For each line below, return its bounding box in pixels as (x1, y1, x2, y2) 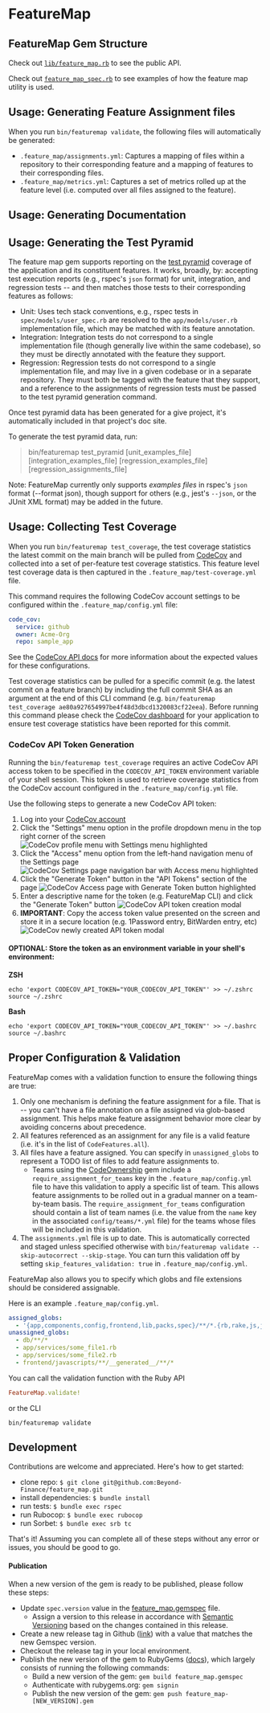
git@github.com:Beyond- (102, 1479, 182, 1487)
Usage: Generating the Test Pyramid (8, 235, 194, 249)
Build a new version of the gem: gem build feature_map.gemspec (31, 1671, 243, 1681)
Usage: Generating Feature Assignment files (8, 105, 235, 119)
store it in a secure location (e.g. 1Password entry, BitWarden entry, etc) (19, 917, 257, 926)
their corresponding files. (19, 168, 104, 178)
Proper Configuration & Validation (8, 1051, 181, 1065)
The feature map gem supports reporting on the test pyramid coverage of (8, 257, 252, 267)
